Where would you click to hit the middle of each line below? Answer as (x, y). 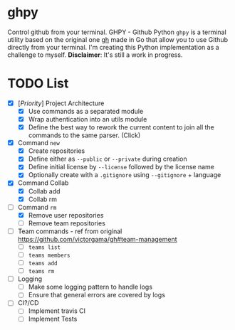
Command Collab (43, 183)
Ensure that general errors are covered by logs (97, 295)
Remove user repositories (66, 215)
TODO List (38, 84)
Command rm (37, 207)
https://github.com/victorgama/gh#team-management (97, 239)
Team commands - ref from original (70, 231)
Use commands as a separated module (86, 111)
